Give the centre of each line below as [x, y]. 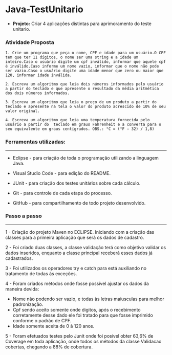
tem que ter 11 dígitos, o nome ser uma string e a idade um [72, 57]
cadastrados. [19, 258]
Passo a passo [24, 216]
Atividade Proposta [30, 42]
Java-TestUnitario [44, 9]
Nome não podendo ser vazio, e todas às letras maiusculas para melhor [89, 299]
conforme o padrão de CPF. [42, 320]
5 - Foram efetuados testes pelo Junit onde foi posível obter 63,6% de [79, 336]
